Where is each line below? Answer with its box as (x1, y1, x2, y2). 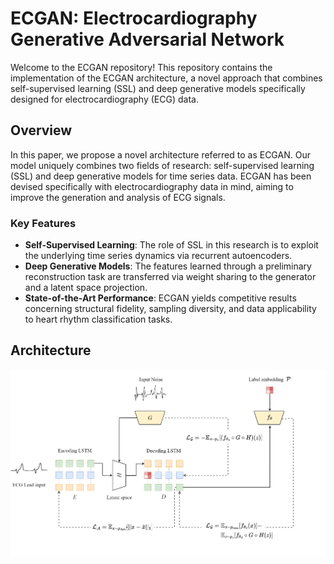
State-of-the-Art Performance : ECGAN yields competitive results (24, 292, 297, 304)
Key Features (10, 216, 77, 230)
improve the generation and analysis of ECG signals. (10, 191, 226, 203)
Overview (10, 122, 73, 139)
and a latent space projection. (24, 282, 148, 294)
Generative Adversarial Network (10, 28, 285, 51)
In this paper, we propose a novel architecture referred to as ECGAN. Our (10, 148, 311, 161)
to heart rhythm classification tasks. (24, 313, 173, 326)
